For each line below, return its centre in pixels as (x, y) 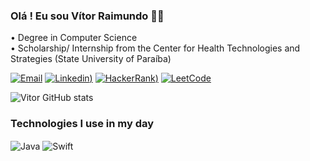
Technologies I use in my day (82, 124)
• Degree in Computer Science (74, 38)
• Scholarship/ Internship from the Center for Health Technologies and (155, 48)
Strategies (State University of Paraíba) (91, 59)
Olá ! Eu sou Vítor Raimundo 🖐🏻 (87, 16)
